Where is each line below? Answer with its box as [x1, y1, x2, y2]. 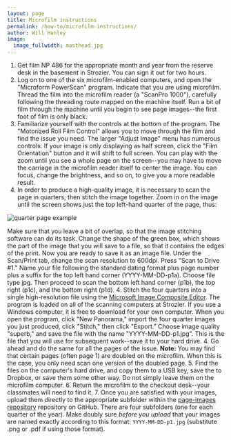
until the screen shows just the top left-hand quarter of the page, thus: [17, 201, 217, 208]
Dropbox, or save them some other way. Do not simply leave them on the [7, 374, 214, 381]
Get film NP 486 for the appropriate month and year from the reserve [17, 61, 214, 69]
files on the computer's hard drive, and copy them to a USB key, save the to [7, 366, 222, 374]
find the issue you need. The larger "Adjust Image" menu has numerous [17, 134, 221, 142]
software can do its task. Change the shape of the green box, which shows [7, 234, 220, 242]
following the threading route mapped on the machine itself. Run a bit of [17, 98, 221, 106]
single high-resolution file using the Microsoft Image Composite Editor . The [7, 293, 221, 301]
